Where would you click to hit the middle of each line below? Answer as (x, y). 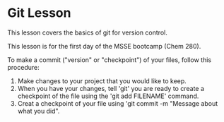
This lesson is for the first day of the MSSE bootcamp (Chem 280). (104, 46)
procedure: (24, 67)
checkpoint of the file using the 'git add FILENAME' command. (108, 96)
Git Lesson (39, 13)
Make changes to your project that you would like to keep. (102, 81)
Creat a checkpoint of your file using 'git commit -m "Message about (118, 103)
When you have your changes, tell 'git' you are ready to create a (111, 88)
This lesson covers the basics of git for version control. (87, 32)
